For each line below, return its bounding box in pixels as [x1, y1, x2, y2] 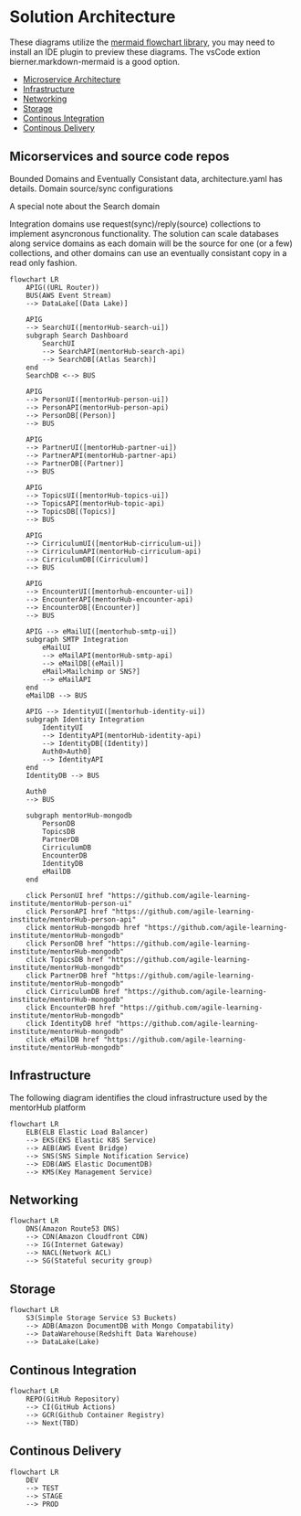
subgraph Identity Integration [26, 715, 145, 724]
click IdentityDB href [26, 1019, 112, 1028]
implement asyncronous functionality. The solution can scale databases [9, 228, 280, 239]
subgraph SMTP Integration [26, 635, 129, 644]
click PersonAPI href [26, 907, 108, 916]
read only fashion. [9, 257, 78, 268]
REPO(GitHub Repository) [26, 1394, 120, 1404]
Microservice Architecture [22, 73, 121, 84]
